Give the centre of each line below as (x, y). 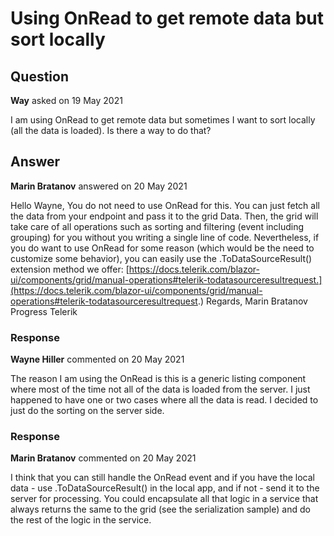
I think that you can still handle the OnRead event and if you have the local (162, 478)
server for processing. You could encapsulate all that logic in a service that (164, 499)
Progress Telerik (44, 311)
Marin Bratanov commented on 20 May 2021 (103, 458)
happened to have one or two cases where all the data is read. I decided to (164, 400)
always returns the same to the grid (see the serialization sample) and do (160, 509)
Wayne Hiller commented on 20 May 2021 (97, 359)
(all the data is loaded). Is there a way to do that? (111, 130)
